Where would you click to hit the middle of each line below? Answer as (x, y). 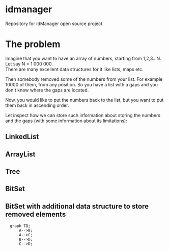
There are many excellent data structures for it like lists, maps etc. (74, 69)
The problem (33, 44)
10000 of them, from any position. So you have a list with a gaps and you (81, 84)
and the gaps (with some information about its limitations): (66, 121)
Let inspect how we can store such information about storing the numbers (83, 115)
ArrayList (20, 154)
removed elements (36, 214)
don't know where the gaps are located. (47, 90)
